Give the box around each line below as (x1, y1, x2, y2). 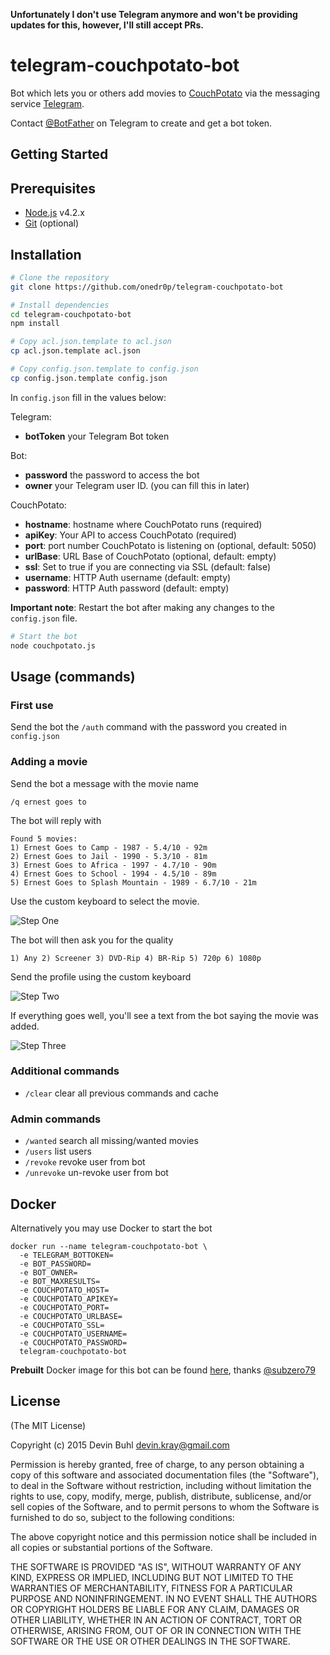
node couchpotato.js (10, 640, 97, 651)
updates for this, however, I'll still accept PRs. (10, 19, 204, 31)
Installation (10, 246, 82, 263)
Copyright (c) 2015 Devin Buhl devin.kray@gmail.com (10, 1439, 230, 1451)
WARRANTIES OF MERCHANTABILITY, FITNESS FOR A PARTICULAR (10, 1582, 293, 1594)
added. (10, 1020, 40, 1032)
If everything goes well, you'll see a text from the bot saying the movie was (10, 1009, 319, 1021)
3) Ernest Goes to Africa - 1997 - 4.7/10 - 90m (10, 860, 217, 870)
